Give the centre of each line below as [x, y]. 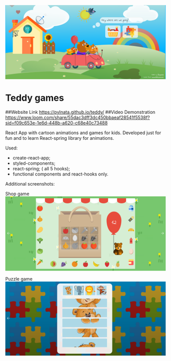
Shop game [17, 194]
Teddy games [35, 98]
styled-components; [34, 163]
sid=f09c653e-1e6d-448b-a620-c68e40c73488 [56, 123]
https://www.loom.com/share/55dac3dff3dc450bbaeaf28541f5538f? [78, 117]
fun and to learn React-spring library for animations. [60, 138]
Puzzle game [19, 279]
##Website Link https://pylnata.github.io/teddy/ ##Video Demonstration [80, 112]
